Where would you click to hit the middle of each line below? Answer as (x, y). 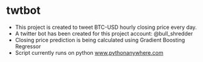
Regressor (28, 46)
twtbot (24, 11)
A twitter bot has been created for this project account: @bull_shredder (104, 33)
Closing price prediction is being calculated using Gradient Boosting (100, 40)
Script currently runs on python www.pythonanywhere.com (89, 52)
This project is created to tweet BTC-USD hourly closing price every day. (106, 27)
